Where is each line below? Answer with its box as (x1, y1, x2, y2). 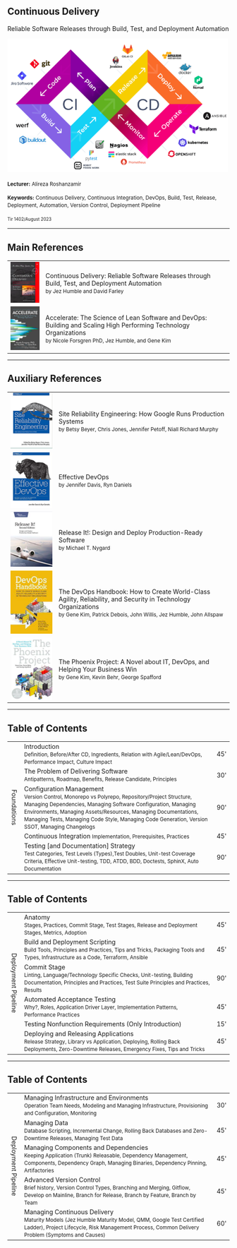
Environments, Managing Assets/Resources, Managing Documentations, (24, 808, 199, 815)
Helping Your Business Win (59, 665, 138, 673)
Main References (7, 241, 84, 253)
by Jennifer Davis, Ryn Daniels (59, 481, 133, 489)
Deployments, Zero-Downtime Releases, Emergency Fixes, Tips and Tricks (24, 1046, 205, 1053)
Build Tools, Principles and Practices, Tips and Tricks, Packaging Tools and (24, 947, 205, 954)
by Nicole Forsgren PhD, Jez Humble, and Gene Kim (45, 337, 171, 344)
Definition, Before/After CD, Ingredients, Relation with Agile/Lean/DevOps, (24, 751, 202, 758)
